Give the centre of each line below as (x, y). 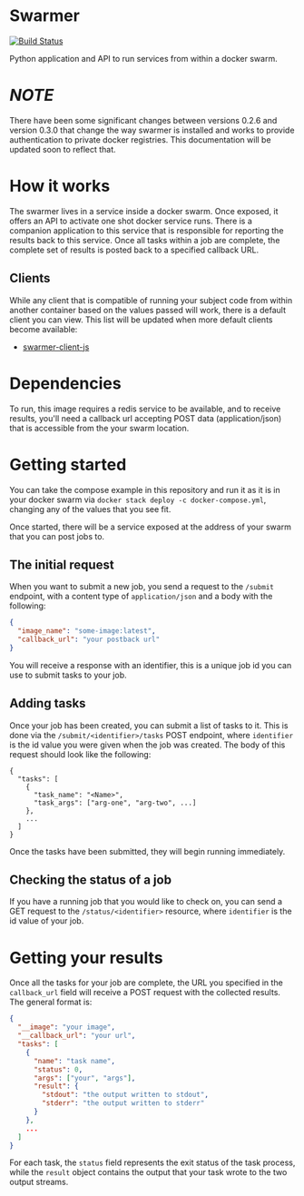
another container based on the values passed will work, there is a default (147, 310)
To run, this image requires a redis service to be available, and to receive (145, 409)
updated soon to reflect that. (63, 149)
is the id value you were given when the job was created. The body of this (147, 745)
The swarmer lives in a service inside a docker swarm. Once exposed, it (144, 211)
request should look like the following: (80, 754)
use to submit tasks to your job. (68, 675)
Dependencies (65, 383)
